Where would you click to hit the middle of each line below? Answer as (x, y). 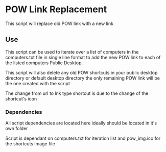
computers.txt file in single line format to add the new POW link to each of (83, 57)
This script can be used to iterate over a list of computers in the (72, 52)
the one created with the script (38, 83)
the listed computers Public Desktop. (44, 63)
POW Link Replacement (56, 9)
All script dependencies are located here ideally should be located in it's (81, 123)
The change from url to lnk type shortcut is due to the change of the (77, 93)
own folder (17, 129)
